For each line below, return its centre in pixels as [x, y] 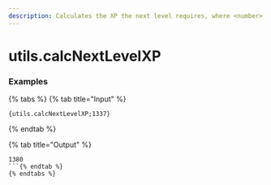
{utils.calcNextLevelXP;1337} [60, 114]
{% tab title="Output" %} [50, 145]
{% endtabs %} [32, 174]
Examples [28, 81]
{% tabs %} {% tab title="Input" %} [67, 99]
